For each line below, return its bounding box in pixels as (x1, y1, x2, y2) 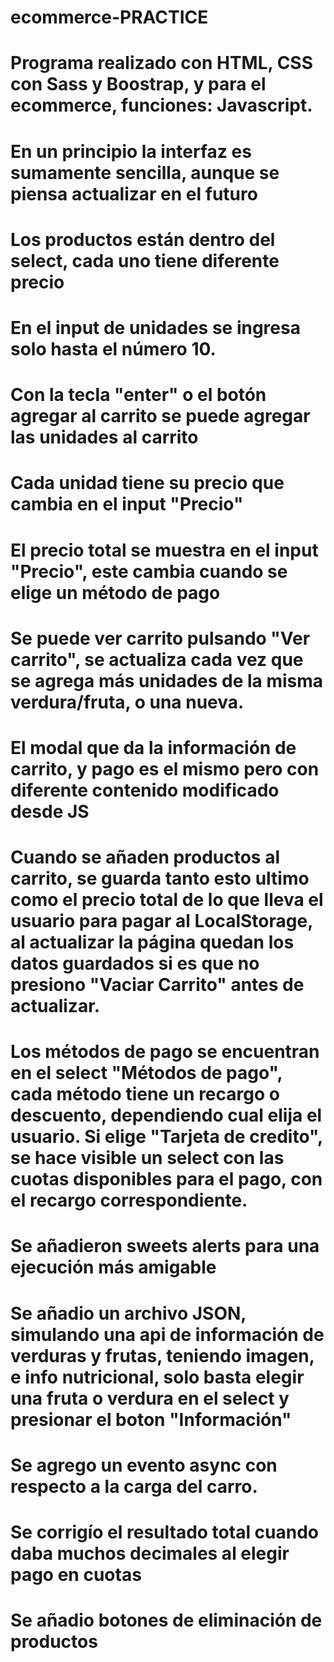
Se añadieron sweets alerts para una (10, 1235, 320, 1258)
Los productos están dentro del (10, 228, 276, 251)
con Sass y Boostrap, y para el (10, 73, 267, 96)
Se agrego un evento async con (10, 1454, 278, 1476)
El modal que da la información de (10, 736, 297, 759)
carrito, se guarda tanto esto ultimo (10, 867, 310, 890)
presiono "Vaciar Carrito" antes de (10, 974, 305, 996)
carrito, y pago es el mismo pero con (10, 757, 320, 780)
